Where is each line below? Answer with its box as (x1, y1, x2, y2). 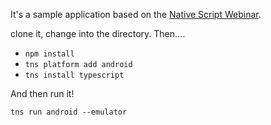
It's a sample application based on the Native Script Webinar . (10, 9, 262, 20)
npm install (24, 49, 75, 59)
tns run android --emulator (10, 107, 128, 117)
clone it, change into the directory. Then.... (10, 28, 186, 39)
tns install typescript (24, 70, 125, 80)
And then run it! (10, 88, 75, 99)
